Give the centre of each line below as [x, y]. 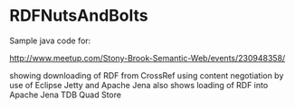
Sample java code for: [50, 41]
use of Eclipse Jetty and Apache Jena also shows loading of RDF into [139, 85]
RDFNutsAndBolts [79, 16]
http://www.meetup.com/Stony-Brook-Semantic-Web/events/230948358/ [147, 58]
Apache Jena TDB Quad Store [66, 95]
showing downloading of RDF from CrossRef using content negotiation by [147, 75]
